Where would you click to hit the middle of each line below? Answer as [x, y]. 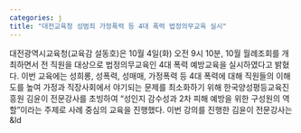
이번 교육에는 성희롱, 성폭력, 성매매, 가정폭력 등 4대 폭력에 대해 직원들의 [147, 76]
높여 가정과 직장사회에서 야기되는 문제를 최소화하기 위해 [124, 87]
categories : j [36, 18]
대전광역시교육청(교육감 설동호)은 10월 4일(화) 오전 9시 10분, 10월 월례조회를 [145, 53]
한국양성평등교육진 [257, 87]
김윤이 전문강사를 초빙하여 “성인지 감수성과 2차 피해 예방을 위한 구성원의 [153, 98]
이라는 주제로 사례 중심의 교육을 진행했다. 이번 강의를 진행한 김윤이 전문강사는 [156, 109]
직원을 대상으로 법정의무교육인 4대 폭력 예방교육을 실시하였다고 [161, 64]
